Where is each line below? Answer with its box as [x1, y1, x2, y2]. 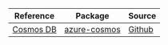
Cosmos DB [12, 24, 58, 35]
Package [75, 10, 110, 21]
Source [128, 10, 157, 21]
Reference [14, 10, 55, 21]
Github [128, 24, 154, 35]
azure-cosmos [64, 24, 122, 35]
